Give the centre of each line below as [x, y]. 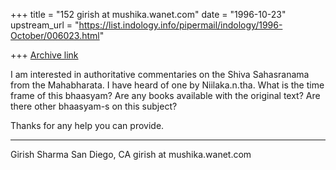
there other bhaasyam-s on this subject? [94, 106]
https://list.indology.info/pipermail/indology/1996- [180, 25]
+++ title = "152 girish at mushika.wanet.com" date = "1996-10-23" [148, 14]
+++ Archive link [44, 55]
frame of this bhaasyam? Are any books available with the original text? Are [165, 95]
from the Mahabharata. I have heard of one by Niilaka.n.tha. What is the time [167, 85]
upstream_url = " [45, 25]
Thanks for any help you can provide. [87, 125]
